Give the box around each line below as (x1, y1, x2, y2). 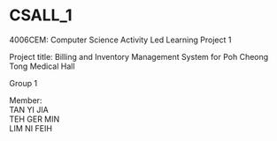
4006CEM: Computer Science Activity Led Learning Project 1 (9, 34, 232, 45)
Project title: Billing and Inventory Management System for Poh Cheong (9, 51, 269, 62)
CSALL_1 (9, 5, 73, 26)
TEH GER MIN (9, 114, 60, 124)
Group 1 (9, 78, 38, 88)
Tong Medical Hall (9, 61, 75, 71)
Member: (9, 94, 42, 106)
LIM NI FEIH (9, 122, 53, 133)
